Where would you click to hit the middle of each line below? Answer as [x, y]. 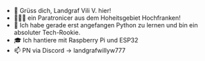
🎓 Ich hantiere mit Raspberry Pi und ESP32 [76, 40]
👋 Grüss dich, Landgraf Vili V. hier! [62, 11]
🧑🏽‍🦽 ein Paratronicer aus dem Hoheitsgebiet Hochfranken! [97, 18]
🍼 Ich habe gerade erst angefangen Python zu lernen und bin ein [106, 25]
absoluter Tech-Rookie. [47, 32]
